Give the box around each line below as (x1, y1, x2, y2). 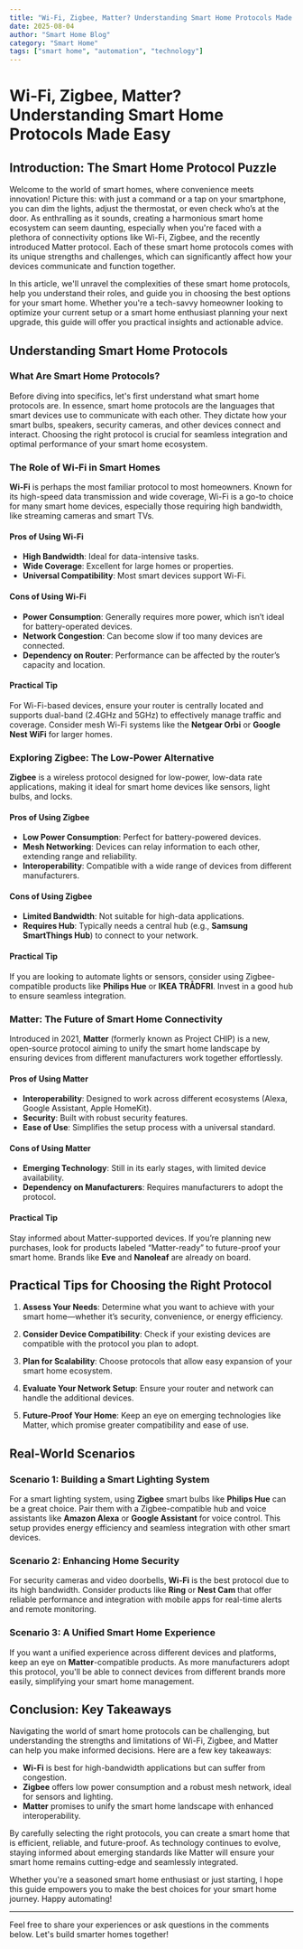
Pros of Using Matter (9, 1073, 88, 1084)
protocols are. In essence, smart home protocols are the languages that (9, 399, 275, 411)
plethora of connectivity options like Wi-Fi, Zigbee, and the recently (9, 232, 261, 243)
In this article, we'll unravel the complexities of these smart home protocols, (9, 278, 290, 289)
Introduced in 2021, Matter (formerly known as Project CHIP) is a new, (9, 1033, 271, 1044)
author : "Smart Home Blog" (9, 30, 111, 39)
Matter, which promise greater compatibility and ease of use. (22, 1420, 250, 1430)
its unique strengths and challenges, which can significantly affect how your (9, 251, 292, 262)
